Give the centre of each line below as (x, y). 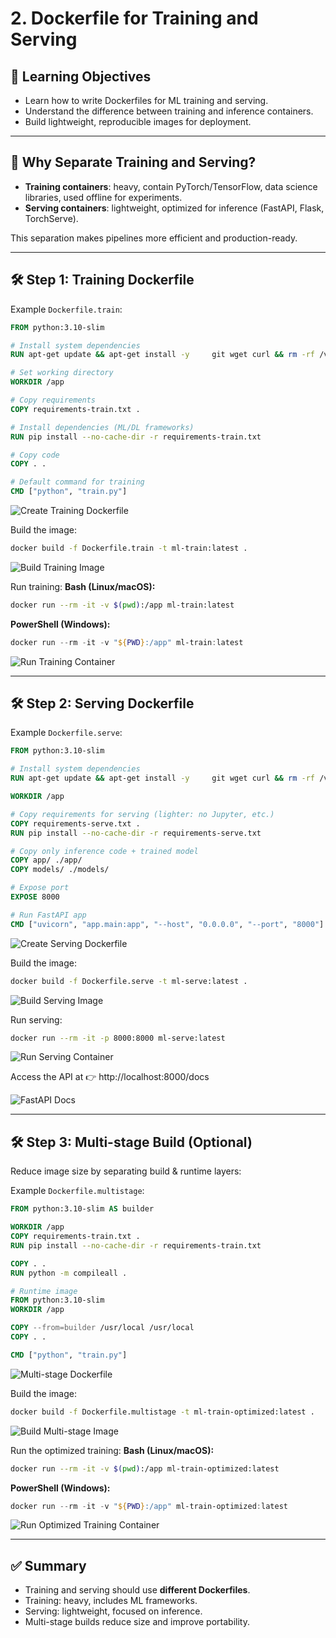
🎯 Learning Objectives (81, 76)
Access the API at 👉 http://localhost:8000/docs (110, 1077)
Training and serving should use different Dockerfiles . (137, 1590)
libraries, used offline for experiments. (103, 197)
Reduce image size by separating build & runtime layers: (126, 1171)
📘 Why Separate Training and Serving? (133, 162)
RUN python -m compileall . (69, 1273)
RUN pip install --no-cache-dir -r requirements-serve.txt (136, 833)
